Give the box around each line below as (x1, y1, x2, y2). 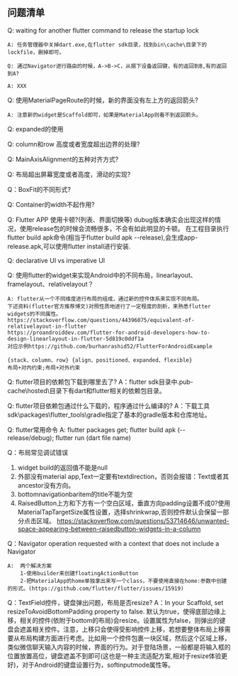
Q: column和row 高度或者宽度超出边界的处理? (7, 139, 140, 148)
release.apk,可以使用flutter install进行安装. (7, 242, 131, 250)
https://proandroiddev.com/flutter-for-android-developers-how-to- (7, 329, 211, 336)
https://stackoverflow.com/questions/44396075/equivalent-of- (7, 316, 195, 323)
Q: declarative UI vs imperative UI (7, 256, 106, 264)
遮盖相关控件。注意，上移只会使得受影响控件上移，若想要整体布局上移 (19, 625, 225, 633)
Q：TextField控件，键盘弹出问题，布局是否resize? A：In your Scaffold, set (7, 598, 224, 606)
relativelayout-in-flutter (7, 323, 87, 330)
